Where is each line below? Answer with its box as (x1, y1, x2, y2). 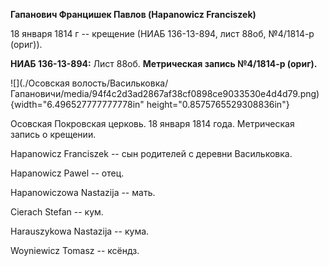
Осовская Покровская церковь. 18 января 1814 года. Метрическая (10, 118, 295, 129)
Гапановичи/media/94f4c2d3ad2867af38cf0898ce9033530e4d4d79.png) (10, 88, 320, 99)
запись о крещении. (10, 129, 97, 140)
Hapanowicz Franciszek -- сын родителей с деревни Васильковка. (10, 148, 293, 159)
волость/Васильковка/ (71, 77, 169, 89)
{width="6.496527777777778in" (10, 99, 145, 110)
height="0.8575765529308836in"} (146, 99, 290, 110)
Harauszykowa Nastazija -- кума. (10, 225, 150, 237)
